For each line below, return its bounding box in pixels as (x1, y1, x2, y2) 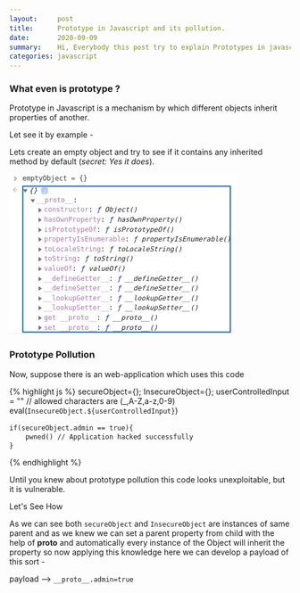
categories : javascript (9, 52, 98, 62)
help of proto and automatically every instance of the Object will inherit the (9, 537, 286, 548)
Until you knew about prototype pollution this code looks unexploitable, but (9, 474, 286, 485)
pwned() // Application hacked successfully (25, 432, 194, 441)
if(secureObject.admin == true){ (9, 424, 134, 432)
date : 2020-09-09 (9, 33, 98, 42)
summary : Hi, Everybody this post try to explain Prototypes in (9, 43, 266, 52)
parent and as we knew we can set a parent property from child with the (9, 527, 275, 539)
